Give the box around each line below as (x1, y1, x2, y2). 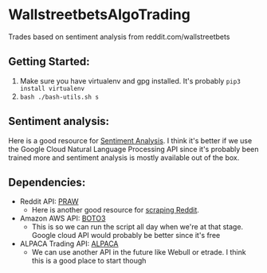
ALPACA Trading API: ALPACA (19, 239, 119, 248)
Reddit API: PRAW (19, 197, 79, 206)
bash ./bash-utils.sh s (19, 93, 100, 101)
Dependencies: (8, 175, 86, 189)
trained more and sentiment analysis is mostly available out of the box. (8, 153, 240, 162)
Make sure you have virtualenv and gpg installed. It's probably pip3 (19, 76, 241, 85)
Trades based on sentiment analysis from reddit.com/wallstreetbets (8, 32, 230, 41)
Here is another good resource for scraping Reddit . (31, 205, 199, 215)
